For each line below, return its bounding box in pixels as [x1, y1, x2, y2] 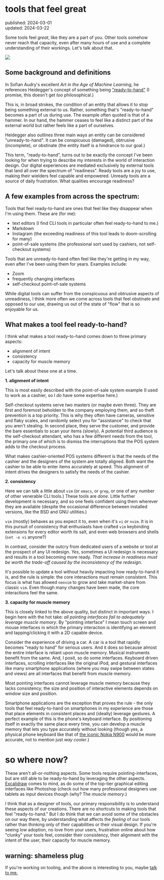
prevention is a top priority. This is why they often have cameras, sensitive [5, 412, 155, 419]
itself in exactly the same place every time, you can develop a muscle [5, 721, 145, 727]
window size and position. [5, 691, 58, 697]
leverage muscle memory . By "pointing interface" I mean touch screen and [5, 619, 156, 625]
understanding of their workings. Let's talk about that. [5, 45, 114, 51]
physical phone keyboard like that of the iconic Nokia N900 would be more [5, 731, 156, 737]
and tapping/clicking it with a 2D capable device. [5, 630, 104, 636]
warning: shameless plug [5, 851, 84, 860]
